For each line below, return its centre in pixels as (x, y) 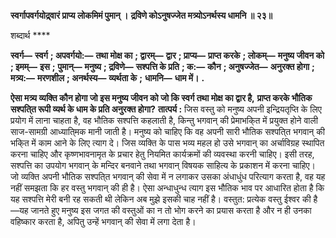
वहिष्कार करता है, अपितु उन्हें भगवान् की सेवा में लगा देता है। (103, 221)
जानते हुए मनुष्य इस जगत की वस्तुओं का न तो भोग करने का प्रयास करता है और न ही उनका (171, 210)
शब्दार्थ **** (30, 35)
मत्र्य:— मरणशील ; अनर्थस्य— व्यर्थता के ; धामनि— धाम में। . (107, 78)
